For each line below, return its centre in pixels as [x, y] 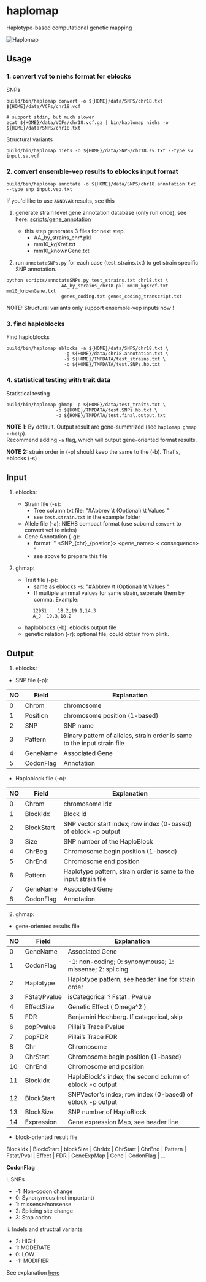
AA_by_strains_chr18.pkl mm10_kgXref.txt [115, 286]
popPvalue [40, 1027]
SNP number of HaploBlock [107, 1112]
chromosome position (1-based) [111, 716]
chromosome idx [88, 804]
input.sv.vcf [23, 156]
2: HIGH [25, 1241]
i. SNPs [16, 1179]
